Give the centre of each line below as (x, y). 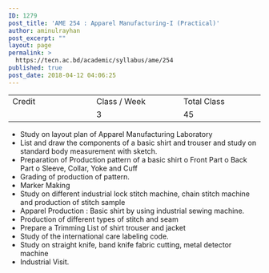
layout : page (30, 46)
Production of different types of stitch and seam (99, 219)
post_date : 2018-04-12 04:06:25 (62, 75)
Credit (24, 101)
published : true (35, 68)
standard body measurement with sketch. (88, 151)
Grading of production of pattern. (75, 176)
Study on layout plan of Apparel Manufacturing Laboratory (116, 134)
